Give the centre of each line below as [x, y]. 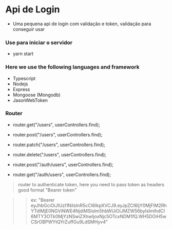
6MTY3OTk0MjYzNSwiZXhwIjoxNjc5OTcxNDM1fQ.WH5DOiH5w [99, 216]
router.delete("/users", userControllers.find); [60, 154]
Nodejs [20, 84]
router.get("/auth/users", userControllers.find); [62, 174]
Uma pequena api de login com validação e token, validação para [82, 24]
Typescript [24, 78]
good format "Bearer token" [47, 190]
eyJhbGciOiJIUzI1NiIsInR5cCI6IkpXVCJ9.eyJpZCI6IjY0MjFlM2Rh [99, 205]
